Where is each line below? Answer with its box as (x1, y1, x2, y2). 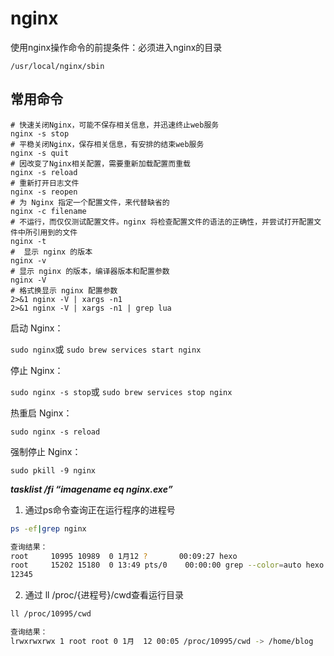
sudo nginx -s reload (10, 427, 101, 437)
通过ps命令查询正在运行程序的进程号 (24, 503, 176, 516)
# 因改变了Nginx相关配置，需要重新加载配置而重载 (10, 158, 191, 169)
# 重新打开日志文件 (10, 178, 80, 188)
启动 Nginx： (10, 322, 64, 334)
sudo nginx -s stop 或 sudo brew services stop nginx (10, 385, 233, 397)
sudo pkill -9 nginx (10, 465, 97, 476)
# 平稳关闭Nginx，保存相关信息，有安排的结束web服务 (10, 139, 205, 149)
